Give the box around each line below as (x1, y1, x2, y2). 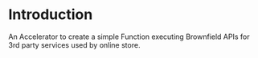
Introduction (8, 6, 93, 24)
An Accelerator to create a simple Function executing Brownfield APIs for (8, 32, 250, 41)
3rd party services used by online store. (8, 40, 141, 49)
